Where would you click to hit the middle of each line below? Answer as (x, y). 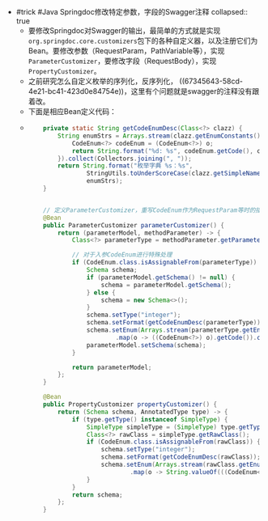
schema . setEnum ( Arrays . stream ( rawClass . (170, 464)
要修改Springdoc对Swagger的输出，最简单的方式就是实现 (124, 30)
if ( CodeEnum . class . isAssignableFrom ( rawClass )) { (173, 442)
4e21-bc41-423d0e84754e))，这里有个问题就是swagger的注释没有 (140, 91)
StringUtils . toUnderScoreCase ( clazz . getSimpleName (173, 174)
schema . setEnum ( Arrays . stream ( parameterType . (164, 330)
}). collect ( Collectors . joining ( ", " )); (124, 159)
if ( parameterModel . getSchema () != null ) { (161, 277)
